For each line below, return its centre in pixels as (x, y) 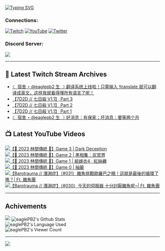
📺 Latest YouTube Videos (45, 134)
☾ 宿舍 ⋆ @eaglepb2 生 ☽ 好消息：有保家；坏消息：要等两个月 (76, 118)
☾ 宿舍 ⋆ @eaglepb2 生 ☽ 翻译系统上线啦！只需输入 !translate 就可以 (82, 87)
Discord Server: (24, 44)
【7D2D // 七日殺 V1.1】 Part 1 (42, 111)
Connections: (22, 20)
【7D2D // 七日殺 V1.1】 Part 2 (42, 105)
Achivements (26, 206)
